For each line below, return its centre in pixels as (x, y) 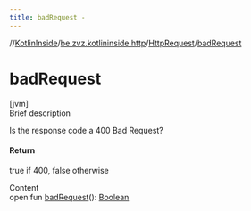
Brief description (40, 113)
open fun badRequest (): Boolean (69, 197)
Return (22, 150)
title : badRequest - (48, 17)
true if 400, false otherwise (59, 170)
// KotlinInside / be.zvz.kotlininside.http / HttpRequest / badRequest (125, 43)
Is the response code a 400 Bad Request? (86, 130)
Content (24, 187)
